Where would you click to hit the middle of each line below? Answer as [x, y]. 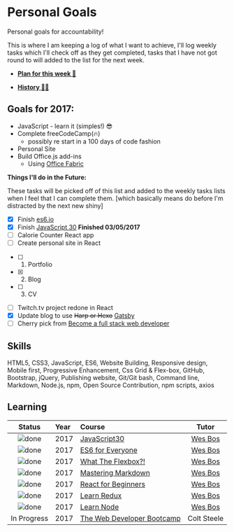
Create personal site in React [59, 243]
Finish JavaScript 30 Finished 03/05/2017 [79, 227]
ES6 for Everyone [109, 450]
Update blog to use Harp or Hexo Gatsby [76, 316]
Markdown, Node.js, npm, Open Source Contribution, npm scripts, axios [111, 385]
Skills [19, 346]
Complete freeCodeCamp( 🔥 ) [59, 133]
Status [29, 426]
